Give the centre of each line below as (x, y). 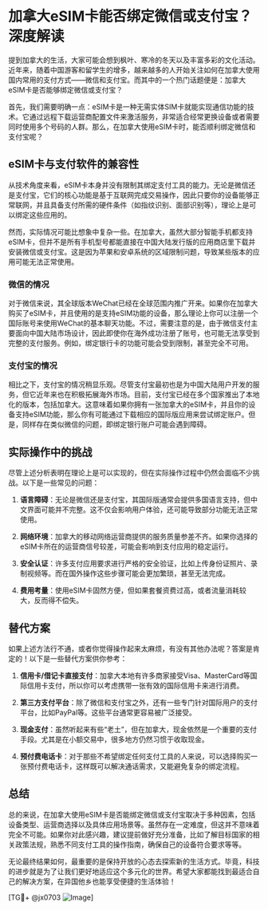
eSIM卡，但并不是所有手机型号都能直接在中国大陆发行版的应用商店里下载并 (132, 242)
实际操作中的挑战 (50, 452)
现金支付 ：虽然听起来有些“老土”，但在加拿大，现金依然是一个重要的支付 (138, 729)
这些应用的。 (50, 215)
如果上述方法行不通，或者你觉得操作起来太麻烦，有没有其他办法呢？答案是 (130, 648)
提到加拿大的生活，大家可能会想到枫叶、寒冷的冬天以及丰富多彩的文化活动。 (134, 60)
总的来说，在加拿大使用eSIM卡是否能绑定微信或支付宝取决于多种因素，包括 (132, 814)
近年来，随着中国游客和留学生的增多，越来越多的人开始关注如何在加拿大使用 (134, 69)
